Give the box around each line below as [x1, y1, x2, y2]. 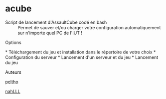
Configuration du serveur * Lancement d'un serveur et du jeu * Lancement [5, 54, 159, 60]
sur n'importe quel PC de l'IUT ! [17, 30, 82, 36]
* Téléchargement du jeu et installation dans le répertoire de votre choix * [5, 49, 156, 55]
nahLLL [5, 88, 21, 94]
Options [5, 39, 21, 45]
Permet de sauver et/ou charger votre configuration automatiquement [17, 24, 161, 30]
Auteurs [5, 69, 21, 75]
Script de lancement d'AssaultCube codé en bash [5, 19, 107, 25]
